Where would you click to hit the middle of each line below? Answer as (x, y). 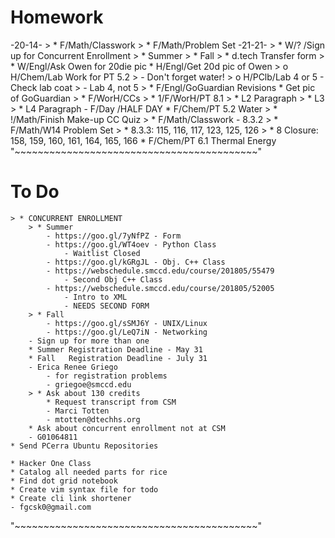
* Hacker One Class (51, 463)
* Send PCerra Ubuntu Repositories (84, 446)
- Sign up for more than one (89, 341)
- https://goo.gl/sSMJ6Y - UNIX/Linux (127, 323)
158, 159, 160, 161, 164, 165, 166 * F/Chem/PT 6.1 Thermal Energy (143, 140)
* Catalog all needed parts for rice (89, 472)
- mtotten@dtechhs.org (93, 419)
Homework (57, 17)
